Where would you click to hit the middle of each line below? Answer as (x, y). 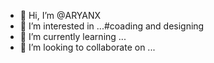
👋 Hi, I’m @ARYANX (60, 15)
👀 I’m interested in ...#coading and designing (112, 26)
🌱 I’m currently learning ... (73, 36)
